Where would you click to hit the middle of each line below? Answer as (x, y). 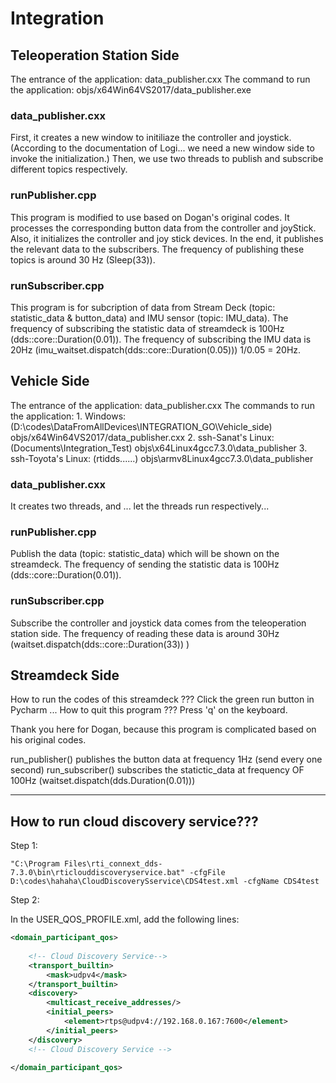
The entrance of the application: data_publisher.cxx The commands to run (162, 405)
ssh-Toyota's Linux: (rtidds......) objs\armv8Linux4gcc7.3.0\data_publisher (162, 458)
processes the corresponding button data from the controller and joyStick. (163, 228)
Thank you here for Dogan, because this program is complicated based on (163, 729)
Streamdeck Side (65, 675)
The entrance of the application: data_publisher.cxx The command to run (160, 79)
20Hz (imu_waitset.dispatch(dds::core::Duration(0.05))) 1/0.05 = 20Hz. (156, 349)
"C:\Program (35, 864)
